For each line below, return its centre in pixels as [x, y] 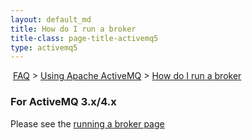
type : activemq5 [44, 47]
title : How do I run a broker [73, 29]
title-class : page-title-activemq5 [84, 38]
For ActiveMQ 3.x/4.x [63, 102]
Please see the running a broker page [87, 123]
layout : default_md [51, 19]
